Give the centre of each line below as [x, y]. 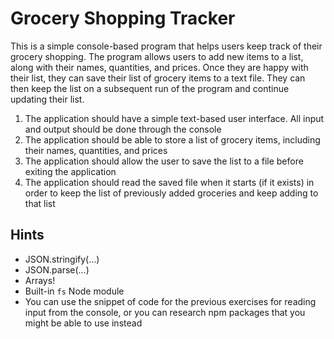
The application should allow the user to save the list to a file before [164, 161]
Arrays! [40, 280]
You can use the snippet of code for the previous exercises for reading [170, 301]
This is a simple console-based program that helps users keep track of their [166, 46]
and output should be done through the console [123, 129]
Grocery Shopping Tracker [123, 18]
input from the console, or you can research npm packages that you [165, 312]
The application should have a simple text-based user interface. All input [174, 118]
